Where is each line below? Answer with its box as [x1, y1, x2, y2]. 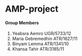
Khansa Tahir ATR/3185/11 [12, 46, 64, 52]
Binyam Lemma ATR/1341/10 [12, 41, 69, 47]
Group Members [5, 19, 39, 25]
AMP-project [5, 3, 59, 15]
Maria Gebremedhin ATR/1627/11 [12, 36, 78, 42]
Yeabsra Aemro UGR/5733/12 [12, 31, 72, 37]
